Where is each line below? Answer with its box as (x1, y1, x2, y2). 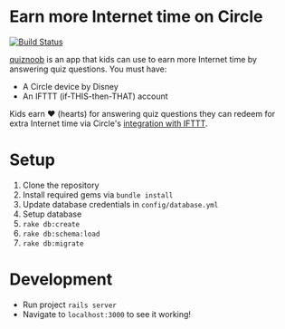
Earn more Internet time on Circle (9, 6, 263, 27)
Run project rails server (22, 299, 118, 310)
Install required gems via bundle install (22, 189, 174, 200)
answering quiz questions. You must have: (9, 63, 167, 74)
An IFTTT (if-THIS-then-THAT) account (22, 91, 169, 102)
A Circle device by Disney (22, 81, 119, 92)
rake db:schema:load (22, 229, 100, 238)
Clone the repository (22, 179, 100, 190)
